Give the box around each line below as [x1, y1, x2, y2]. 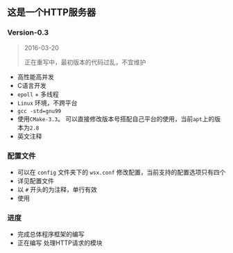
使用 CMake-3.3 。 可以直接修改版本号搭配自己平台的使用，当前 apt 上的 [17, 114, 215, 123]
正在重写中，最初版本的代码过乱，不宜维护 [24, 58, 146, 66]
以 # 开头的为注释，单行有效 [17, 185, 97, 193]
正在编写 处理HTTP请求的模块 [17, 238, 103, 247]
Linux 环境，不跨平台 [17, 98, 78, 107]
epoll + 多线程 [17, 89, 59, 98]
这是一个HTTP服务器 [7, 6, 96, 19]
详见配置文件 [17, 176, 54, 185]
